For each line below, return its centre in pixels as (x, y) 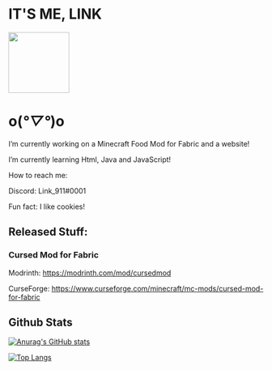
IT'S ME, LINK (55, 14)
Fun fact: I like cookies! (47, 206)
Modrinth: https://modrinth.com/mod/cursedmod (90, 273)
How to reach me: (38, 175)
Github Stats (40, 322)
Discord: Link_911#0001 (47, 190)
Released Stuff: (48, 232)
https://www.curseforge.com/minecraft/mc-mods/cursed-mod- (157, 288)
